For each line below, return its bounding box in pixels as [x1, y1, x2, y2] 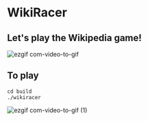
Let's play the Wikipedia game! [7, 32, 142, 44]
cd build [7, 88, 32, 95]
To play [7, 70, 39, 81]
